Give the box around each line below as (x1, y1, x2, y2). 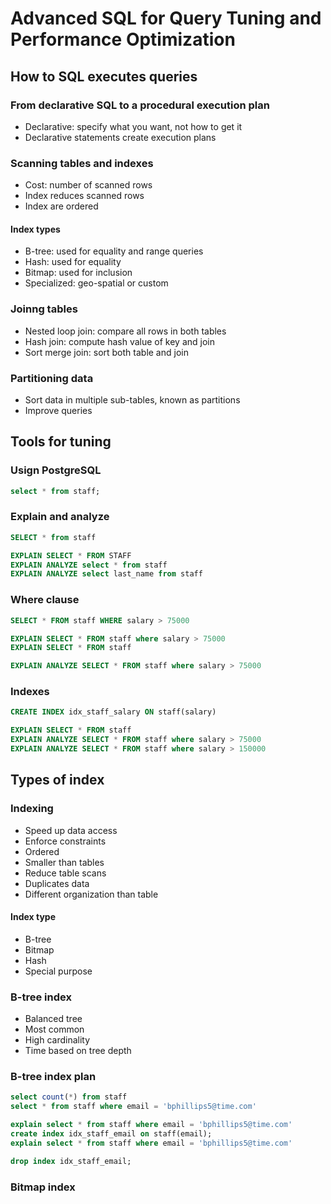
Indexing (10, 802, 54, 816)
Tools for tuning (10, 433, 112, 451)
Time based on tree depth (24, 1045, 132, 1057)
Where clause (10, 593, 80, 607)
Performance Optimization (10, 28, 236, 51)
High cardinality (24, 1034, 91, 1046)
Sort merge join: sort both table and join (24, 346, 189, 358)
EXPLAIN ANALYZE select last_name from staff (10, 569, 203, 579)
